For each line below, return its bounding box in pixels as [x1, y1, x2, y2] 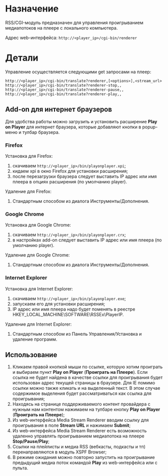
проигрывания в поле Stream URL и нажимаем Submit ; [12, 422, 131, 428]
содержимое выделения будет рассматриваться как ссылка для [12, 390, 151, 396]
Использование [5, 350, 57, 359]
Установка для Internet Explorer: [5, 286, 73, 292]
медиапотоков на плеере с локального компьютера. [5, 25, 118, 31]
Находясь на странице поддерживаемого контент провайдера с [12, 401, 151, 407]
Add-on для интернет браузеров [5, 105, 112, 114]
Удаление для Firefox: [5, 188, 51, 194]
